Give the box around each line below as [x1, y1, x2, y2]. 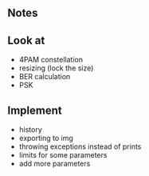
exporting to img [18, 134, 73, 143]
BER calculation [18, 72, 71, 82]
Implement [7, 103, 62, 117]
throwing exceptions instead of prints [18, 142, 142, 151]
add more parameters [18, 159, 91, 169]
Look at [7, 34, 45, 47]
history [18, 125, 43, 134]
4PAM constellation [18, 55, 83, 65]
